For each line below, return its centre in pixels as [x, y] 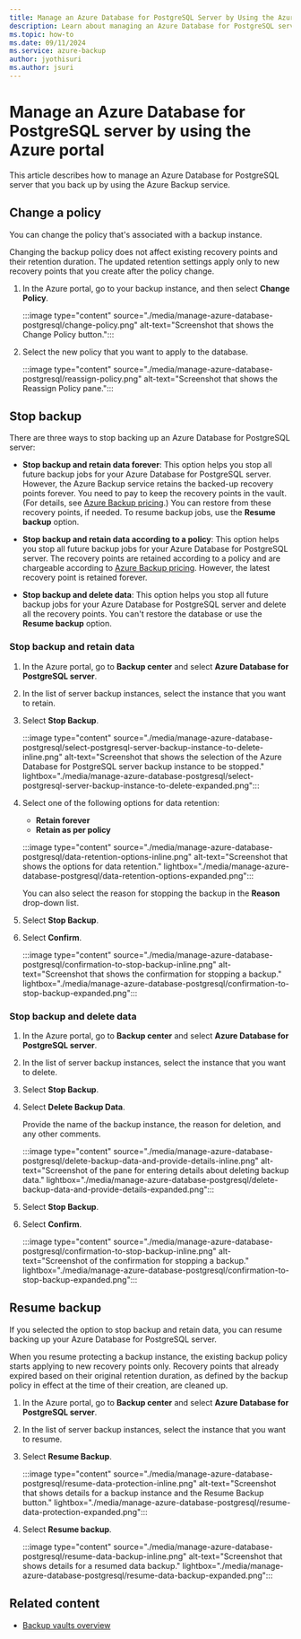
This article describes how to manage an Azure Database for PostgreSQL [144, 175]
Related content [55, 1604]
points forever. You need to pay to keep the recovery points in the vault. [154, 494]
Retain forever [63, 820]
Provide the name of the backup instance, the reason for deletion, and [151, 1125]
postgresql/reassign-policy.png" [82, 379]
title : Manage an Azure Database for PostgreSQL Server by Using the [142, 18]
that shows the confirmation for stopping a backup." [185, 974]
